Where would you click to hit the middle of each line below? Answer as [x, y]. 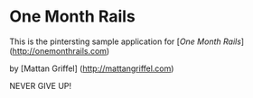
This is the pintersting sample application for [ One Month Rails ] [127, 41]
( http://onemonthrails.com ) [60, 50]
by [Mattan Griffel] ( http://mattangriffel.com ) [92, 68]
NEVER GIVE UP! [41, 85]
